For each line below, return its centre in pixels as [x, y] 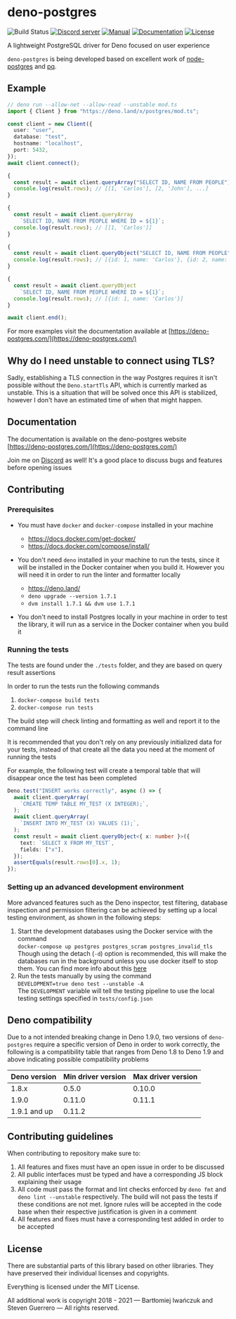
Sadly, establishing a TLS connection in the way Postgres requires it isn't [112, 378]
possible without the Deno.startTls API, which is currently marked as [107, 385]
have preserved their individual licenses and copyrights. [88, 1273]
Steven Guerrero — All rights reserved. [63, 1308]
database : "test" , [41, 137]
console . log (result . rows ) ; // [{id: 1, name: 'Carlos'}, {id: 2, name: [121, 260]
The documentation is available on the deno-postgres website [97, 439]
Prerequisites [31, 510]
